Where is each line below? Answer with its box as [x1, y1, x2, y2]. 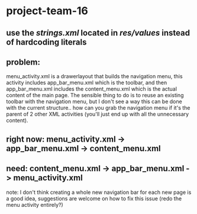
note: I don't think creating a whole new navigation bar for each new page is [6, 189, 192, 196]
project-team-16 [6, 4, 89, 18]
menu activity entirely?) [6, 201, 63, 208]
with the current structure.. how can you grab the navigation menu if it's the [6, 104, 190, 111]
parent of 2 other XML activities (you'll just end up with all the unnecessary [6, 111, 189, 118]
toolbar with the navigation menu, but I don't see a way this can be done [6, 98, 182, 105]
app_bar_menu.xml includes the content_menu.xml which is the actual [6, 85, 177, 92]
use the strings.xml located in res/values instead [6, 28, 190, 38]
